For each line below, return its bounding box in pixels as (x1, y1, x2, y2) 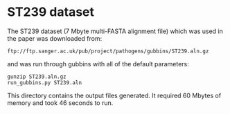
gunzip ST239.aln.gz (7, 73, 67, 80)
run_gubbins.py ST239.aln (7, 79, 82, 86)
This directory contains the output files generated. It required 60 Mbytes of (7, 91, 222, 99)
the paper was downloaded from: (7, 34, 103, 42)
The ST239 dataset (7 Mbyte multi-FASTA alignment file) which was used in (7, 27, 223, 35)
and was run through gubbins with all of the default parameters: (7, 59, 189, 68)
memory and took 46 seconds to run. (7, 98, 114, 107)
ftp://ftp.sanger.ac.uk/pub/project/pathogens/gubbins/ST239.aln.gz (7, 48, 209, 55)
